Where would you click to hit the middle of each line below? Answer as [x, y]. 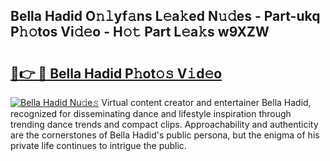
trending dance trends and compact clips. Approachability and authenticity [164, 124]
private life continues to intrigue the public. [98, 145]
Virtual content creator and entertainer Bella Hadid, [206, 102]
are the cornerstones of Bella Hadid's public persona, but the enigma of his [165, 135]
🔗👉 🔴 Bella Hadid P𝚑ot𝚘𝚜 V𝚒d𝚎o [116, 73]
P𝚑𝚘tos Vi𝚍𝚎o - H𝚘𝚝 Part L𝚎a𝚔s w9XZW [140, 32]
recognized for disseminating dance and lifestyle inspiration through [151, 113]
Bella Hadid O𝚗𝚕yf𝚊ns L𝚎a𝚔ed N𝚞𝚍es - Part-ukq [165, 16]
